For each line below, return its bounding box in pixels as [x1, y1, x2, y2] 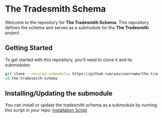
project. [5, 30, 21, 35]
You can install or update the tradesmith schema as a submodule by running [5, 102, 157, 108]
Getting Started [5, 44, 53, 52]
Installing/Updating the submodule [5, 89, 113, 98]
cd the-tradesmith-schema [5, 76, 57, 81]
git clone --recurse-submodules [5, 71, 70, 76]
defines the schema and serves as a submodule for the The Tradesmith [5, 24, 149, 30]
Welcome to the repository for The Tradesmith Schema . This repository [5, 19, 149, 25]
